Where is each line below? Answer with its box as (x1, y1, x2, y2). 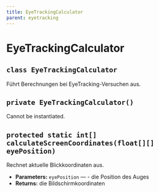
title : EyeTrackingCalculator (6, 9, 84, 15)
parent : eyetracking (6, 15, 59, 21)
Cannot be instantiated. (6, 113, 65, 120)
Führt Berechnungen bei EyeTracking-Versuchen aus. (6, 80, 141, 88)
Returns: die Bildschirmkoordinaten (15, 180, 105, 187)
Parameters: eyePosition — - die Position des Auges (15, 173, 149, 181)
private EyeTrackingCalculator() (6, 98, 135, 107)
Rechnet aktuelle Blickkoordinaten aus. (6, 161, 104, 169)
